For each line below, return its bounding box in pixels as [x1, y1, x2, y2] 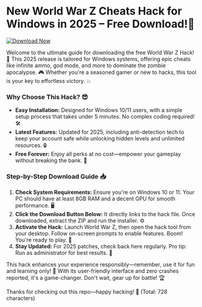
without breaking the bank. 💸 [15, 157, 87, 164]
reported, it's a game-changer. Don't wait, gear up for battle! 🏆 [6, 274, 165, 281]
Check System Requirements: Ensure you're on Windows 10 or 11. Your [15, 188, 195, 196]
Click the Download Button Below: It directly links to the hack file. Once [15, 210, 196, 217]
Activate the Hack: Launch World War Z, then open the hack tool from [15, 223, 191, 231]
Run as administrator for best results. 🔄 [15, 249, 113, 256]
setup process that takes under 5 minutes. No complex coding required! [15, 113, 195, 120]
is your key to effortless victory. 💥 [6, 77, 91, 84]
